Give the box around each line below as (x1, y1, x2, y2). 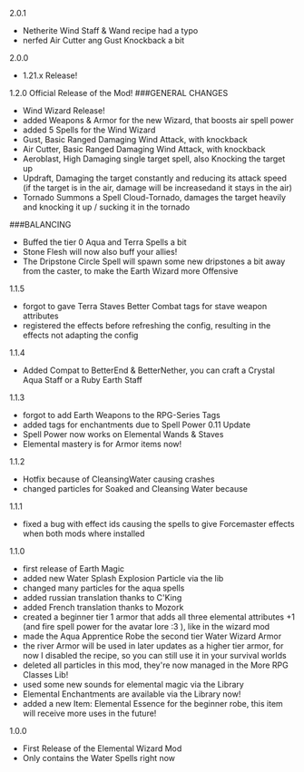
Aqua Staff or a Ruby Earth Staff (22, 375, 143, 385)
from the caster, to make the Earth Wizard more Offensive (22, 266, 239, 276)
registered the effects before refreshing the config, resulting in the (22, 320, 271, 330)
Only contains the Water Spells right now (22, 753, 175, 763)
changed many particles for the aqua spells (22, 582, 185, 593)
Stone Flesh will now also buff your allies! (22, 247, 178, 257)
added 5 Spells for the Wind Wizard (22, 124, 156, 135)
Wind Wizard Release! (22, 105, 106, 116)
